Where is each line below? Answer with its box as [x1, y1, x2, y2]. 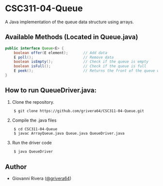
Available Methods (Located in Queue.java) [5, 33, 138, 41]
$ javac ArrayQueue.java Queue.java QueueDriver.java [14, 131, 125, 136]
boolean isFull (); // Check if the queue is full [14, 64, 147, 69]
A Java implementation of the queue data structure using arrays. [5, 19, 134, 25]
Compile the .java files [12, 117, 57, 123]
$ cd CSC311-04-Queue [14, 126, 57, 131]
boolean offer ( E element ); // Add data [14, 50, 108, 55]
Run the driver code [12, 140, 52, 146]
